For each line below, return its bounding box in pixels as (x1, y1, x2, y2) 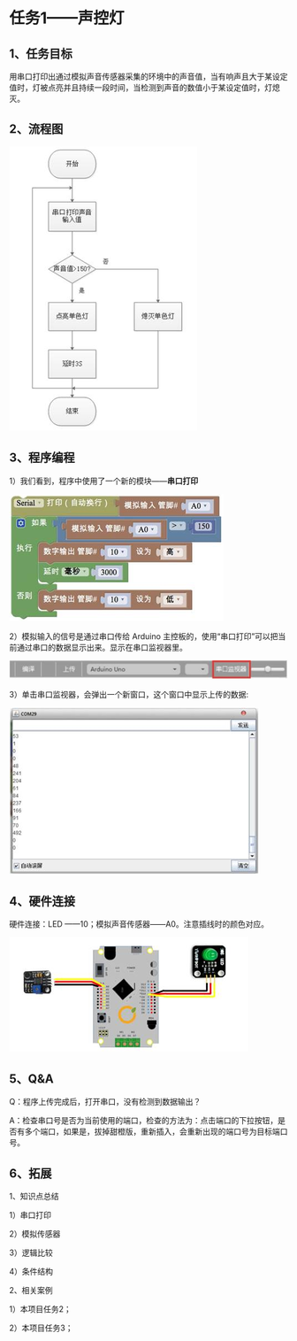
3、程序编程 (9, 451, 75, 466)
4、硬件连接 (9, 893, 76, 908)
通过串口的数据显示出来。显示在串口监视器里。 (16, 642, 187, 652)
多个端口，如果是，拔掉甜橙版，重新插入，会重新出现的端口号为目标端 (24, 1126, 280, 1137)
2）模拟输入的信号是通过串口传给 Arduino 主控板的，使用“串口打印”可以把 (9, 630, 278, 642)
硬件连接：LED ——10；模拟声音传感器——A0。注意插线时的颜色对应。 (9, 919, 270, 929)
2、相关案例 (9, 1284, 53, 1295)
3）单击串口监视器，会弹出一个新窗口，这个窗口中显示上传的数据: (9, 689, 249, 699)
